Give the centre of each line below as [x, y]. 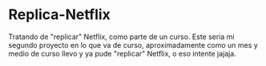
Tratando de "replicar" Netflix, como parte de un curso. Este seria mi [121, 37]
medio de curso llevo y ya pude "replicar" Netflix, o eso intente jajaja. [122, 53]
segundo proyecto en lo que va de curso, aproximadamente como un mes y [133, 45]
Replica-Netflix [59, 15]
